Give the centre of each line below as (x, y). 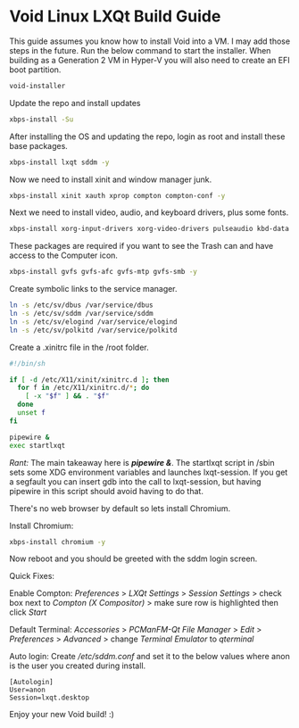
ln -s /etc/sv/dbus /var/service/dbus (81, 305)
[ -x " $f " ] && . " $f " (67, 396)
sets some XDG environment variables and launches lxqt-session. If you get (149, 472)
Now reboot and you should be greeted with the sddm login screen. (133, 558)
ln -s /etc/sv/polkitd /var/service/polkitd (93, 330)
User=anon (28, 690)
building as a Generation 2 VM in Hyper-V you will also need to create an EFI (149, 60)
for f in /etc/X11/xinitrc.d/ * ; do (83, 388)
